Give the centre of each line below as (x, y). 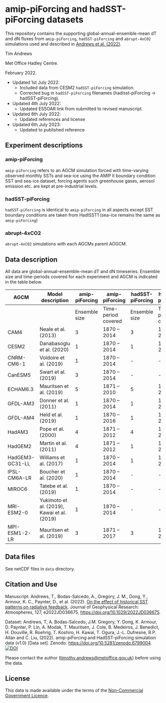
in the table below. (24, 282)
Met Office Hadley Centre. (32, 63)
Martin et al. (53, 443)
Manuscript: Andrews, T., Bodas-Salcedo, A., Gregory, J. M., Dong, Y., (77, 596)
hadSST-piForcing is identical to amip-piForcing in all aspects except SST (79, 210)
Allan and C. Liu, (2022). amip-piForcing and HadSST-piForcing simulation (81, 638)
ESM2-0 (18, 513)
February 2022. (21, 72)
